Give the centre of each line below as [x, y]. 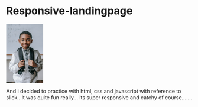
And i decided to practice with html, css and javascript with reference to [94, 91]
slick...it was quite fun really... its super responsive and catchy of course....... [99, 97]
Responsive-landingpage [69, 11]
